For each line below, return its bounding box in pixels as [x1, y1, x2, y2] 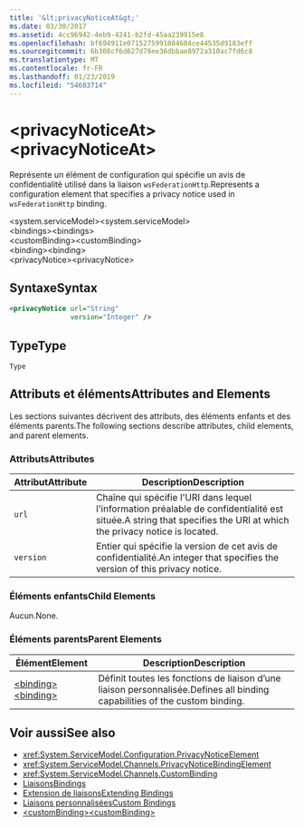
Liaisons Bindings [22, 778, 86, 789]
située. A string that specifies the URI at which [96, 514, 290, 527]
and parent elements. [9, 430, 89, 441]
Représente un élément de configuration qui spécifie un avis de [9, 169, 246, 180]
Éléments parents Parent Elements [9, 633, 163, 646]
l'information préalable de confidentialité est [96, 502, 283, 515]
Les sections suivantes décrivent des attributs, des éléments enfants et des [9, 410, 291, 422]
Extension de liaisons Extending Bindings [22, 788, 174, 799]
